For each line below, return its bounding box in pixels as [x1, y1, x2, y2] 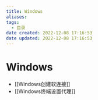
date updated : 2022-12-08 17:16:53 [6, 35, 93, 41]
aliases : [6, 14, 27, 20]
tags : [6, 19, 19, 25]
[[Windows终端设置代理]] [14, 88, 76, 95]
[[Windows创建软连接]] [14, 80, 71, 87]
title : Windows [6, 8, 43, 15]
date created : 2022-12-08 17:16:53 [6, 30, 93, 36]
